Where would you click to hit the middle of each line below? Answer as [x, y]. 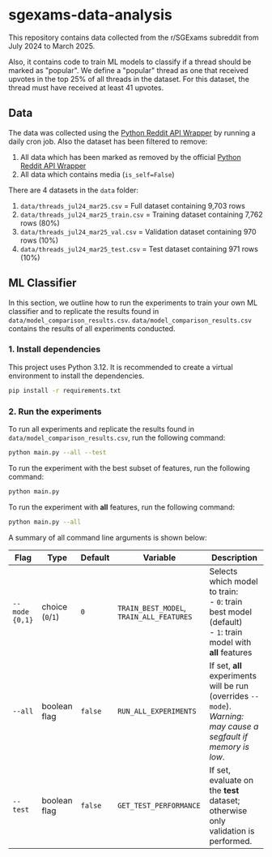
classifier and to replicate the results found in [84, 311]
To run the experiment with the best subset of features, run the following [130, 467]
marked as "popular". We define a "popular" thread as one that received [128, 70]
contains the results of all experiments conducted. [92, 328]
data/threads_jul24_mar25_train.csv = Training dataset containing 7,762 [141, 214]
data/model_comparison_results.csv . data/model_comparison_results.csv [130, 320]
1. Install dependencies [55, 349]
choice [55, 606]
